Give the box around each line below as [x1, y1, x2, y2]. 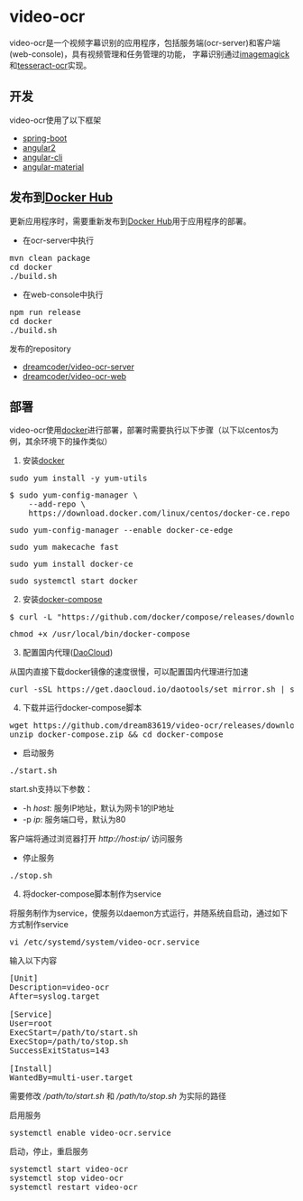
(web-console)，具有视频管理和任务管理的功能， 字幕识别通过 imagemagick [9, 48, 290, 60]
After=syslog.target [9, 992, 101, 1001]
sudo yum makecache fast [9, 542, 119, 553]
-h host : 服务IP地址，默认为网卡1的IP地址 [22, 803, 175, 814]
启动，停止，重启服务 [9, 1146, 88, 1157]
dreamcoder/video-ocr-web [22, 370, 127, 381]
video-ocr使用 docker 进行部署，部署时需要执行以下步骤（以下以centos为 [9, 424, 279, 435]
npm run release [9, 307, 81, 317]
